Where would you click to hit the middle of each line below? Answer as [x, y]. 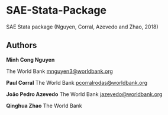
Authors [22, 45]
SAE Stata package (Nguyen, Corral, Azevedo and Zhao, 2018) [82, 27]
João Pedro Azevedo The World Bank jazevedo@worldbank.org [84, 94]
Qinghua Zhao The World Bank [44, 106]
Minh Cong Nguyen [30, 59]
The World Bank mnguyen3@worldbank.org [60, 71]
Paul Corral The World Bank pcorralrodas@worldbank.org [77, 82]
